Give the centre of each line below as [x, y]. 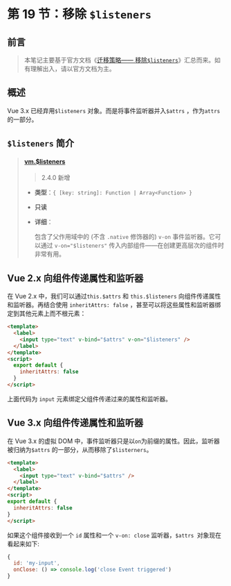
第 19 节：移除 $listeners [80, 14]
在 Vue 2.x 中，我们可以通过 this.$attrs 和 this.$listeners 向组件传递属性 [114, 296]
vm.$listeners [45, 161]
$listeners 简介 [41, 143]
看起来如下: [24, 544]
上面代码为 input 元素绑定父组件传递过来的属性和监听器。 [89, 399]
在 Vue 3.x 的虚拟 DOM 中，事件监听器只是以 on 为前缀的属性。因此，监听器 [113, 441]
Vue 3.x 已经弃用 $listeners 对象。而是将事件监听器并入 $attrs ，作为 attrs [114, 110]
